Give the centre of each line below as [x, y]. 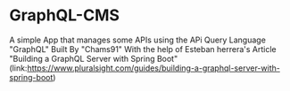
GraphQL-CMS [65, 15]
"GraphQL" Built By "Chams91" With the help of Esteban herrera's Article [143, 49]
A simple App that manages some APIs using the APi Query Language [137, 40]
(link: [18, 68]
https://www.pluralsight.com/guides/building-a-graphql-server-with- [153, 68]
